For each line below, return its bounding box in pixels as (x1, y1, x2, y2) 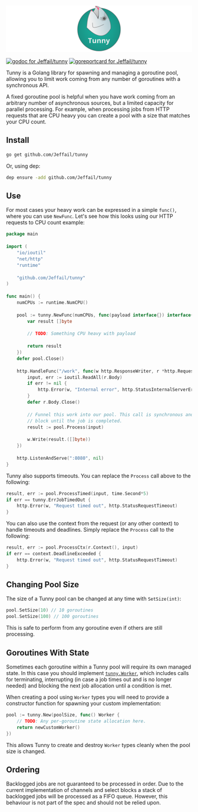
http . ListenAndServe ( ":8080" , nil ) (16, 455, 104, 461)
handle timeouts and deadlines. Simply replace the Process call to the (6, 526, 174, 533)
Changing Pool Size (6, 579, 80, 590)
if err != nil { (27, 381, 67, 387)
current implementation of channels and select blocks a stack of (6, 787, 162, 794)
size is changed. (6, 748, 46, 755)
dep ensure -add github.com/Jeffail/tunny (6, 174, 112, 181)
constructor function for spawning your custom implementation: (6, 700, 161, 707)
